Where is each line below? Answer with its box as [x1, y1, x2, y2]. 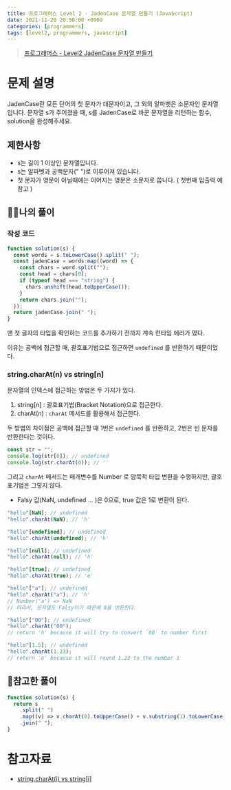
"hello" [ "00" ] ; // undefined [7, 616, 91, 623]
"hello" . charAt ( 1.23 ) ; [7, 648, 72, 655]
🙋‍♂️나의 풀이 [7, 207, 55, 218]
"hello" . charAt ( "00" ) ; [7, 623, 72, 630]
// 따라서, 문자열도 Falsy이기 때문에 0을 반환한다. [7, 604, 137, 611]
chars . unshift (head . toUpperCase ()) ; [25, 283, 131, 290]
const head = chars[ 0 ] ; [19, 271, 88, 278]
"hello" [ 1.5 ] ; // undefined [7, 642, 88, 649]
